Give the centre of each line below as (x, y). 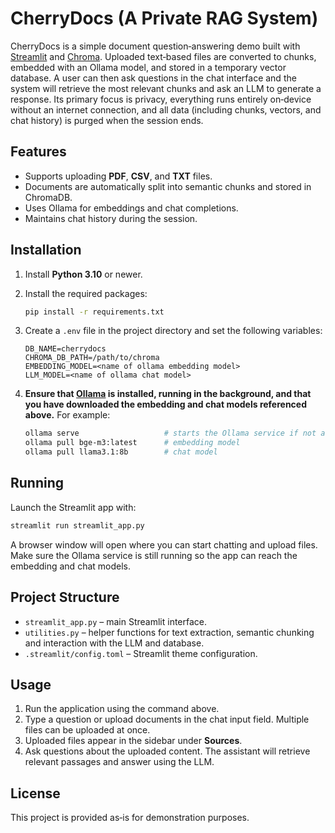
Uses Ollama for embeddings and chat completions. (131, 208)
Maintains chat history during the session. (111, 218)
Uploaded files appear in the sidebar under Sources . (133, 741)
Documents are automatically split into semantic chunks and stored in (168, 186)
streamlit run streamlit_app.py (77, 525)
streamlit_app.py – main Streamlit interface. (116, 621)
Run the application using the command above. (122, 709)
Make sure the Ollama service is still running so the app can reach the (154, 555)
